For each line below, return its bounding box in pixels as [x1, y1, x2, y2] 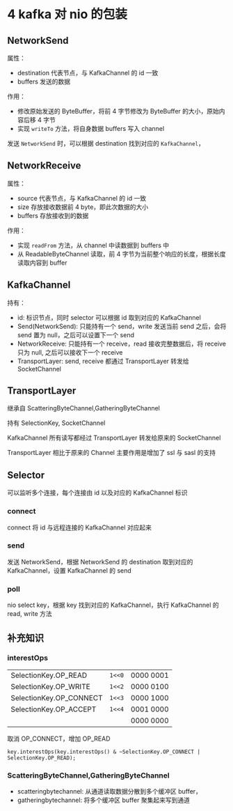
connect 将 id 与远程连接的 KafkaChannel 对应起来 [7, 523, 152, 532]
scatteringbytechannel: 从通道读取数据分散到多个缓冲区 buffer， [17, 787, 202, 796]
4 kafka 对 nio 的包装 [7, 6, 127, 22]
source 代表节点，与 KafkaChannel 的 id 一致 [17, 194, 147, 202]
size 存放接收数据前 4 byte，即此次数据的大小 [17, 203, 149, 211]
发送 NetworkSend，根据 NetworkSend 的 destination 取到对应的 [7, 557, 193, 566]
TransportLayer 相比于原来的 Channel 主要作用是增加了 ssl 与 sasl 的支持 [7, 449, 216, 457]
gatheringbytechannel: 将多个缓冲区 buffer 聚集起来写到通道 [17, 796, 190, 805]
